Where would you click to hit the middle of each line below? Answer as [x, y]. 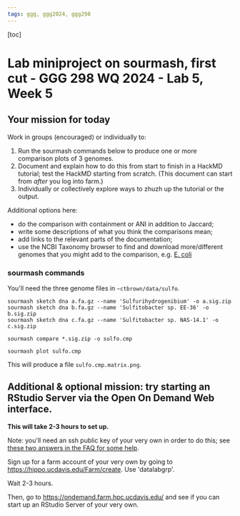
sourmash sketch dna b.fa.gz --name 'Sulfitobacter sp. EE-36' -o [108, 308]
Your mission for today [59, 120]
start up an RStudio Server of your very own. [73, 505]
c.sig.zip [22, 326]
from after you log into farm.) [60, 181]
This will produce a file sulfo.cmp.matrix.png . [74, 364]
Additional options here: [42, 210]
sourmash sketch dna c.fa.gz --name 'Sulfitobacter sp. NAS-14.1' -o [113, 320]
